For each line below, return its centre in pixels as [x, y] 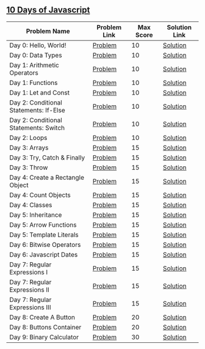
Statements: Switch [37, 128]
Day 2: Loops [28, 138]
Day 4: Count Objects [40, 195]
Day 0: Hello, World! [38, 45]
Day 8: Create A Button [42, 317]
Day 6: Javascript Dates [44, 254]
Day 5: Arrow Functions [43, 224]
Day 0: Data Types [36, 55]
